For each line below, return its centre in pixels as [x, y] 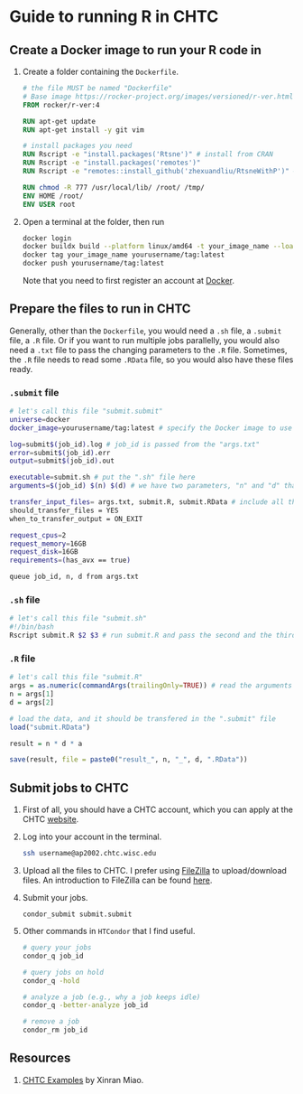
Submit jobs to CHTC [69, 788]
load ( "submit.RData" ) [50, 727]
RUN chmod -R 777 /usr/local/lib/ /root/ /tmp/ [113, 187]
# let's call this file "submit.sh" [78, 619]
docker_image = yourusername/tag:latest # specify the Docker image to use [151, 428]
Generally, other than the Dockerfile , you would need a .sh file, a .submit [146, 331]
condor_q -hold [51, 981]
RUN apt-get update [59, 121]
